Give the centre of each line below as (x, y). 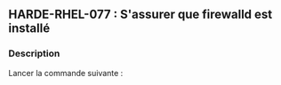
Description (34, 54)
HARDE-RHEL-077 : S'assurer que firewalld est (140, 15)
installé (29, 29)
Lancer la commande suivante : (66, 73)
